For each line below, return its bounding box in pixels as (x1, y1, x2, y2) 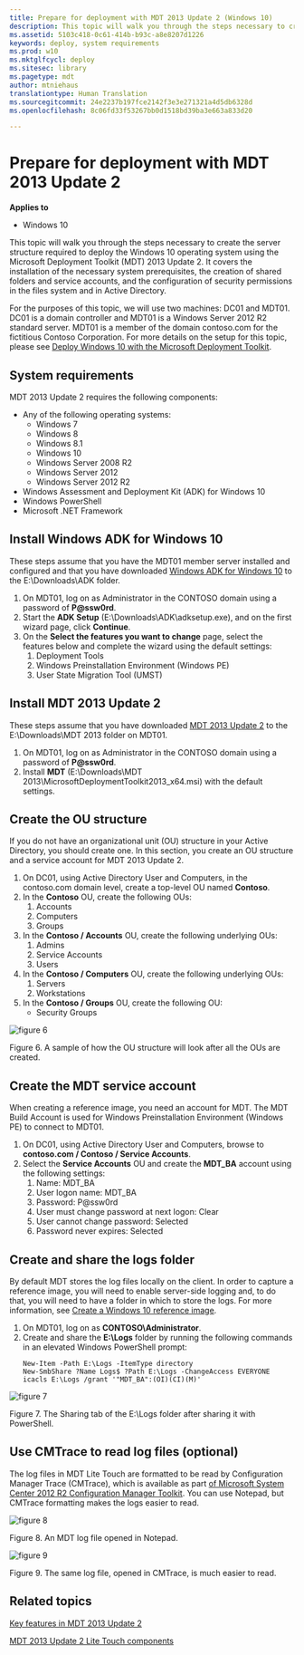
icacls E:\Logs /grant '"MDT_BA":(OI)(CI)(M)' (22, 1375, 202, 1384)
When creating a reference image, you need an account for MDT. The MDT (9, 1102, 289, 1113)
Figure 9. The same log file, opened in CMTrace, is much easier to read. (9, 1567, 277, 1578)
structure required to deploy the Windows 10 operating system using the (9, 246, 279, 258)
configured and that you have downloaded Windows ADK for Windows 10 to (9, 565, 292, 576)
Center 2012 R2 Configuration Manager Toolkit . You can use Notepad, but (9, 1487, 284, 1498)
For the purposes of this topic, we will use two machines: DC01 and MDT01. (9, 303, 290, 313)
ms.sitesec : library (9, 64, 88, 73)
